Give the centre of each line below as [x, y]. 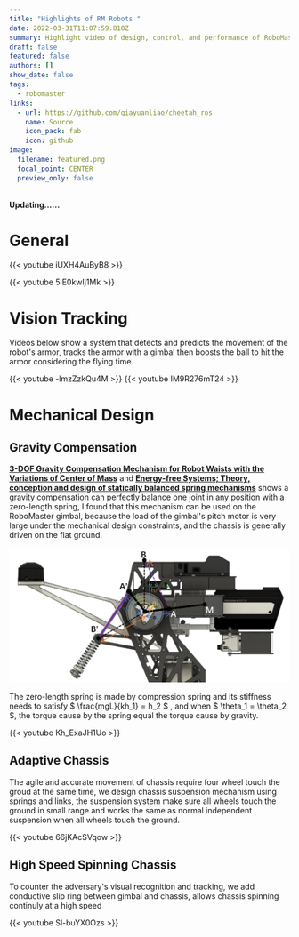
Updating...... [35, 204]
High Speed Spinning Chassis [93, 865]
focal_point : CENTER [55, 169]
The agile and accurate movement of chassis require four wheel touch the [145, 781]
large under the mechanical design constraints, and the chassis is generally [148, 525]
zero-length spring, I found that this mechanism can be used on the [133, 507]
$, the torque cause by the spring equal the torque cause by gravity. [134, 716]
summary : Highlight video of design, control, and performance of [135, 37]
